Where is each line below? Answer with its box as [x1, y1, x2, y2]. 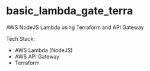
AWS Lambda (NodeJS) [14, 46, 73, 54]
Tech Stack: [6, 35, 36, 42]
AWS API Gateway [14, 53, 60, 60]
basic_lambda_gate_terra [6, 4, 133, 18]
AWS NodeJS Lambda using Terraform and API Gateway [6, 24, 144, 31]
